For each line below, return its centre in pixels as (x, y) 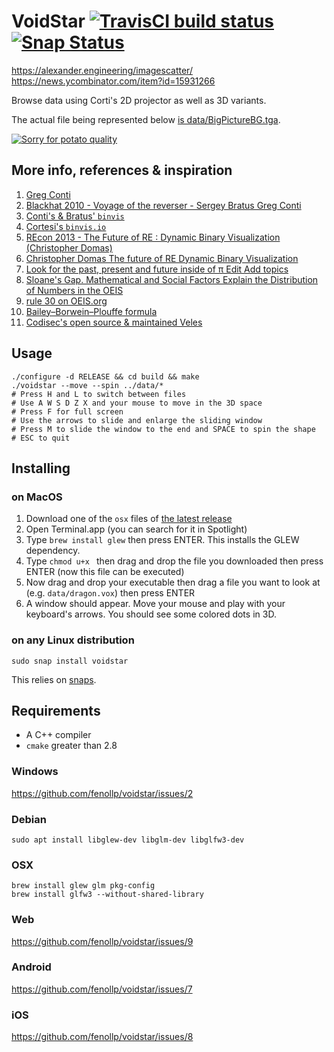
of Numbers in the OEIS (74, 290)
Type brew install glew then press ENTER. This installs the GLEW (162, 540)
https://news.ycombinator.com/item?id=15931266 (113, 81)
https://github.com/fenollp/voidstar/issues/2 (102, 793)
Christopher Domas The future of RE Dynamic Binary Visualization (162, 258)
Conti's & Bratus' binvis (75, 216)
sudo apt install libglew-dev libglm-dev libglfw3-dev (128, 840)
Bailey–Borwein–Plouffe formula (91, 311)
